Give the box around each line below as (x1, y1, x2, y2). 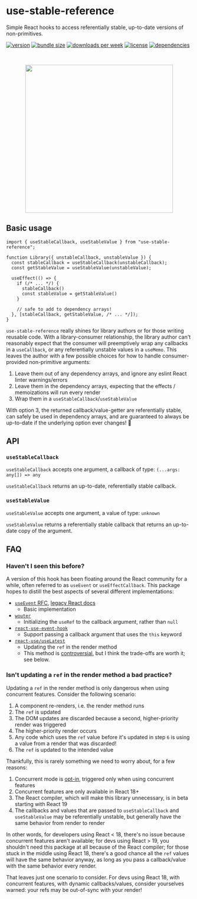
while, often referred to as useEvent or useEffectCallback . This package (6, 582, 180, 589)
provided (6, 358, 28, 365)
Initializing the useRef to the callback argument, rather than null (23, 618, 179, 626)
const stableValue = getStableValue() (21, 291, 117, 297)
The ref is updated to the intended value (14, 746, 114, 753)
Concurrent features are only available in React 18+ (14, 788, 140, 795)
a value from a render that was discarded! (14, 740, 117, 747)
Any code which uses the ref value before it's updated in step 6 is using (14, 733, 190, 740)
